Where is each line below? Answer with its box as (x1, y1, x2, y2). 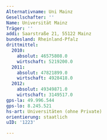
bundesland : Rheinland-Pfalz (6, 36, 78, 42)
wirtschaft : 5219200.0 (17, 58, 73, 64)
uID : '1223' (6, 120, 36, 126)
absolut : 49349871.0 (17, 86, 68, 92)
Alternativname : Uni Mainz (6, 8, 73, 15)
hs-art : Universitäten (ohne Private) (6, 108, 102, 114)
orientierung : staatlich (6, 114, 68, 120)
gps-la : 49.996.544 (6, 97, 55, 103)
